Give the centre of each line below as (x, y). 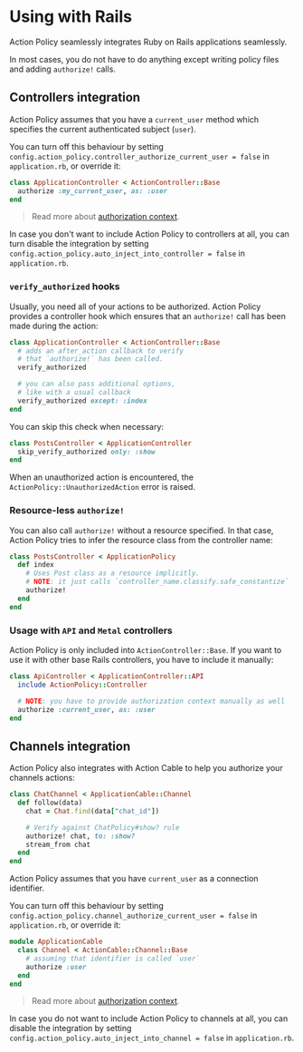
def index (36, 565)
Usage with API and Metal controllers (91, 630)
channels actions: (42, 778)
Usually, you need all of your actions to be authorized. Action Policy (135, 307)
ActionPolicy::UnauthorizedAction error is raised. (103, 487)
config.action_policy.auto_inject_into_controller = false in (128, 253)
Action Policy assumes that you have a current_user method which (134, 119)
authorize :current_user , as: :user (86, 709)
